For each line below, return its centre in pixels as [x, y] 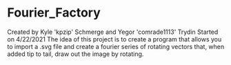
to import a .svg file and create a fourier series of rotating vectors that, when [116, 46]
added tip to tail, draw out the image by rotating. [76, 54]
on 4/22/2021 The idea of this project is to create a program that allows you [114, 39]
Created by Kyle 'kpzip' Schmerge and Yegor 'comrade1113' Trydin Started [113, 32]
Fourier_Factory [54, 13]
